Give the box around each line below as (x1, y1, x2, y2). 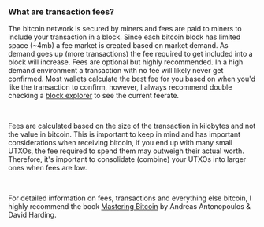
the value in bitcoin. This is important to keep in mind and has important (8, 130, 241, 139)
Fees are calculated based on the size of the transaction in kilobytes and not (8, 121, 256, 131)
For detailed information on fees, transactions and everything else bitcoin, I (8, 193, 252, 203)
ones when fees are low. (8, 163, 87, 173)
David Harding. (8, 211, 57, 220)
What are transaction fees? (8, 6, 114, 17)
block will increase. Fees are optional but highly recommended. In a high (8, 57, 244, 67)
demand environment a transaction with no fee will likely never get (8, 66, 224, 75)
